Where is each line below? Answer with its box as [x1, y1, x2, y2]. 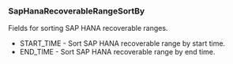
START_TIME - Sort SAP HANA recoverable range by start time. [19, 39, 226, 48]
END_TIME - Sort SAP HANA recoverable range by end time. [19, 47, 216, 57]
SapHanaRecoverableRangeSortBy [8, 6, 145, 17]
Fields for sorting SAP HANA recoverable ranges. [8, 24, 168, 33]
